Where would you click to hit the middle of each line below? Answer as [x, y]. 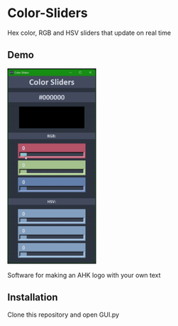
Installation [33, 297]
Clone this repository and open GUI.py [63, 315]
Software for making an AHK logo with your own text [84, 275]
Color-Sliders [48, 13]
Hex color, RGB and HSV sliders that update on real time [89, 33]
